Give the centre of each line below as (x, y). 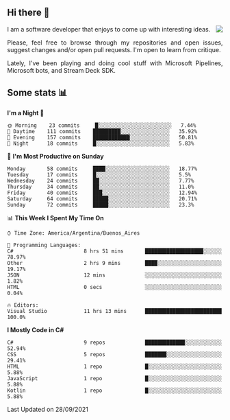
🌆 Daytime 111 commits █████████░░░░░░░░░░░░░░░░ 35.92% (102, 131)
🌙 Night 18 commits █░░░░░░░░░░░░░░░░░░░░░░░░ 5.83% (101, 143)
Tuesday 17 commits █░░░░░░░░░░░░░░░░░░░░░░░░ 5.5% (99, 175)
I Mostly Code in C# (36, 329)
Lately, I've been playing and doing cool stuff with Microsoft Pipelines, (115, 63)
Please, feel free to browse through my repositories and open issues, (115, 43)
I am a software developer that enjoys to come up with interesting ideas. (109, 29)
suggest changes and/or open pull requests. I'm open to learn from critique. (114, 49)
